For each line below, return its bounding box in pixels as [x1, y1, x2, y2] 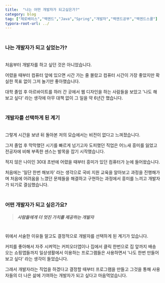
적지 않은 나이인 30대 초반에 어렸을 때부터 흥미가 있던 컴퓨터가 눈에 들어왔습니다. [5, 158, 160, 165]
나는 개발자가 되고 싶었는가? [5, 44, 67, 51]
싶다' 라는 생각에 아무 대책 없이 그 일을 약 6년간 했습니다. [14, 94, 123, 101]
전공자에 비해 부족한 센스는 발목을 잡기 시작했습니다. [5, 148, 105, 154]
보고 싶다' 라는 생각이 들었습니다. [5, 255, 68, 261]
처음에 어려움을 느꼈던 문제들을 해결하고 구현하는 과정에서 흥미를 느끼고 [10, 175, 147, 181]
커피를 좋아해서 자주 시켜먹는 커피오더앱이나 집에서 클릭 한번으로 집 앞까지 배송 [5, 243, 157, 249]
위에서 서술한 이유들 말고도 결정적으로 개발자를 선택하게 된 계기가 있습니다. [5, 233, 149, 239]
